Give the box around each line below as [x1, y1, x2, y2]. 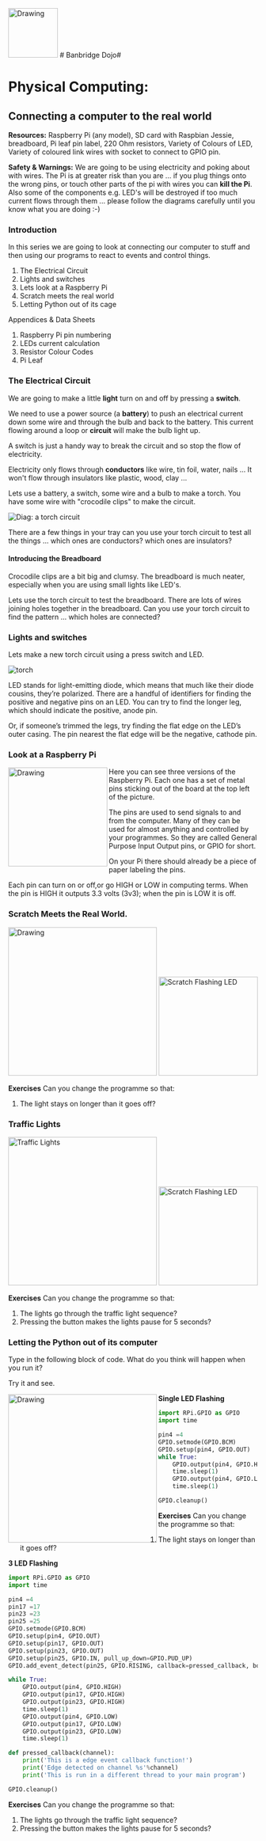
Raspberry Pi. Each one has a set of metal [108, 776, 245, 785]
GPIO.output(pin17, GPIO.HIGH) [22, 1691, 126, 1699]
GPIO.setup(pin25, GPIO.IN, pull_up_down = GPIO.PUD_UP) [8, 1654, 193, 1662]
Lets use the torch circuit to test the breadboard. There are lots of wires [8, 595, 241, 605]
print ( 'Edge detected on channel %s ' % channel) [22, 1764, 179, 1772]
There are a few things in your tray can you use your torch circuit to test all [8, 527, 252, 537]
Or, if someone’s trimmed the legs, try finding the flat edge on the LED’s [8, 721, 241, 731]
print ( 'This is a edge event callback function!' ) [22, 1756, 193, 1764]
